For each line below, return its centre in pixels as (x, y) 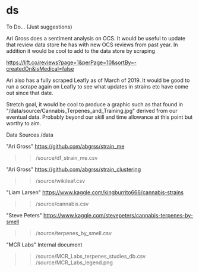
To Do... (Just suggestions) (39, 27)
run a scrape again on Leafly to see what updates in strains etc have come (97, 86)
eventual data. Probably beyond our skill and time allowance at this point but (99, 117)
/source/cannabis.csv (62, 204)
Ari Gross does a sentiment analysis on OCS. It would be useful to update (96, 38)
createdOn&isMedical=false (40, 68)
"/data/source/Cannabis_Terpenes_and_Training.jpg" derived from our (92, 110)
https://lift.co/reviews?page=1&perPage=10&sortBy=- (72, 62)
